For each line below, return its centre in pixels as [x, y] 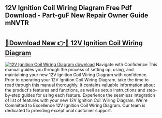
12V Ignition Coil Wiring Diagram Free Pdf [68, 8]
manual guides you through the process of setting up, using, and [69, 70]
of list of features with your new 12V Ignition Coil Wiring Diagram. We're [76, 100]
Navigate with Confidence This [127, 64]
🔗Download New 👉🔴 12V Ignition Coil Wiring [74, 43]
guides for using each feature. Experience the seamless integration [88, 95]
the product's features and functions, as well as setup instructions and [75, 90]
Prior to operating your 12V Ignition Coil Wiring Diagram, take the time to [77, 80]
